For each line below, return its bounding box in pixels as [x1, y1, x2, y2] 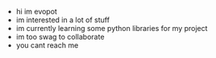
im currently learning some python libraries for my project [15, 24, 208, 33]
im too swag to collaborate [15, 32, 105, 41]
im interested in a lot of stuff [15, 15, 110, 25]
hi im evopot [15, 7, 58, 16]
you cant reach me [15, 41, 79, 50]
